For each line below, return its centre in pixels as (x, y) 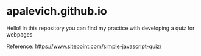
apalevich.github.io (57, 11)
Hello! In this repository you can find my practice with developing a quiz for (100, 28)
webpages (19, 34)
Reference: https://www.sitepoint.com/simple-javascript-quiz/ (84, 46)
